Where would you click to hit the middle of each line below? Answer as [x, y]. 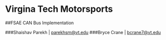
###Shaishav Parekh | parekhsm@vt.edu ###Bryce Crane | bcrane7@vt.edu [83, 32]
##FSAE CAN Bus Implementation [40, 23]
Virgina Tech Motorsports [59, 9]
